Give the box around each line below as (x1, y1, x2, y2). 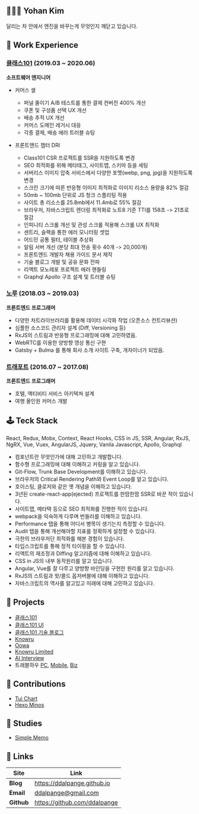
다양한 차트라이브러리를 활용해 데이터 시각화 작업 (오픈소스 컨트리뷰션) (14, 317, 178, 324)
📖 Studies (6, 718, 43, 728)
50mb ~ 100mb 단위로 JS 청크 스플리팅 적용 (23, 191, 128, 198)
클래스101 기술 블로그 (14, 628, 64, 635)
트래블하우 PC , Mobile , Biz (14, 661, 78, 668)
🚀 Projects (6, 597, 45, 608)
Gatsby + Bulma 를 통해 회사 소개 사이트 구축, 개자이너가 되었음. (14, 346, 165, 353)
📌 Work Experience (6, 40, 78, 51)
